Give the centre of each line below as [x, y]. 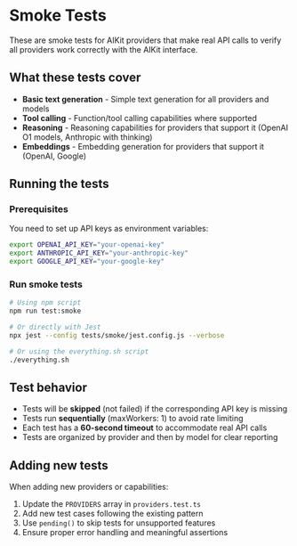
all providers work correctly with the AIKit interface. [104, 49]
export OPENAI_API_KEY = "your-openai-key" [87, 245]
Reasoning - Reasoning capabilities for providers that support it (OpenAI [155, 127]
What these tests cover [75, 78]
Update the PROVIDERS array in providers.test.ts [112, 504]
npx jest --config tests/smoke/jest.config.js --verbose [117, 335]
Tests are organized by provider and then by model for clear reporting [150, 437]
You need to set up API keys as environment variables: [109, 229]
